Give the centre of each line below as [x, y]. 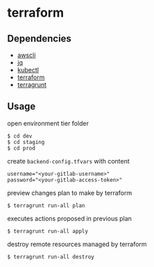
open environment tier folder [48, 123]
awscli [26, 55]
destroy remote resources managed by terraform [77, 244]
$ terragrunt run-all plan [46, 205]
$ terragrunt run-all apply [48, 231]
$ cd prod [22, 148]
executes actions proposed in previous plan [69, 218]
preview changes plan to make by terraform [70, 193]
